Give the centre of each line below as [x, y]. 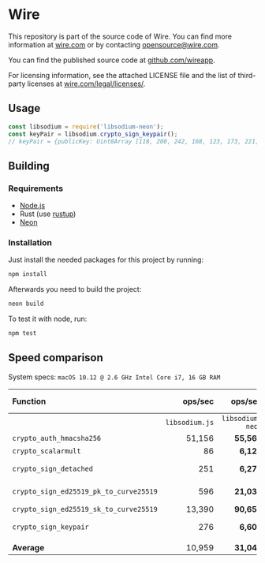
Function [29, 401]
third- [247, 75]
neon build [26, 304]
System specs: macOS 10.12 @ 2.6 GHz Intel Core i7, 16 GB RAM [114, 377]
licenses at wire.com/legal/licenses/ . [86, 84]
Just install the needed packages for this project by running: [106, 260]
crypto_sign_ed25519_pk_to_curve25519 [85, 491]
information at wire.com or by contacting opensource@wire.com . [114, 44]
